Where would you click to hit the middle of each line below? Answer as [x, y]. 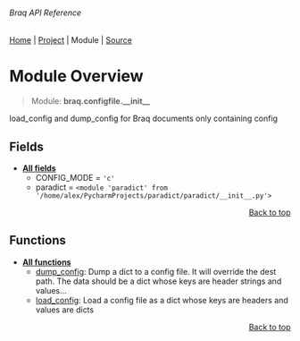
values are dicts [65, 310]
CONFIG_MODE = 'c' [75, 177]
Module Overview [77, 77]
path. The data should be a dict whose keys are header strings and [158, 281]
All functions [46, 262]
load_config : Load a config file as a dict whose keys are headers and [162, 300]
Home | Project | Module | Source [71, 40]
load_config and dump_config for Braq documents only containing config [144, 119]
